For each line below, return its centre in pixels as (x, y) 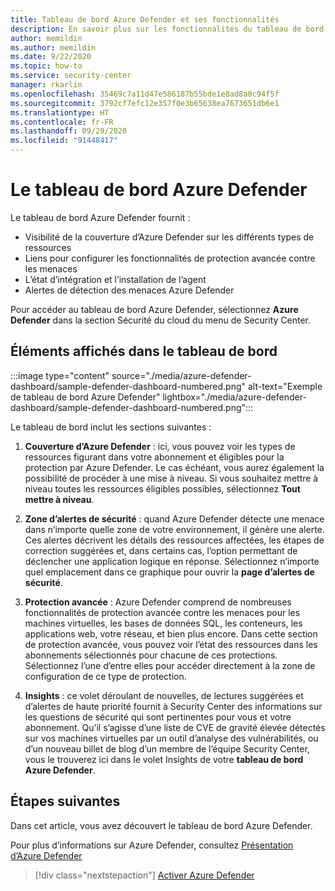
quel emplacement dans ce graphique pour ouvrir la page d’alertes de (169, 572)
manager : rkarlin (46, 85)
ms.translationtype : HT (60, 112)
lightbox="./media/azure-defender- (234, 397)
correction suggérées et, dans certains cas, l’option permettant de (161, 550)
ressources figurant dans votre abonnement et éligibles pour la (154, 457)
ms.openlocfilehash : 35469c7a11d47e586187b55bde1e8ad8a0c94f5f (145, 94)
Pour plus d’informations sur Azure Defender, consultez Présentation (152, 845)
